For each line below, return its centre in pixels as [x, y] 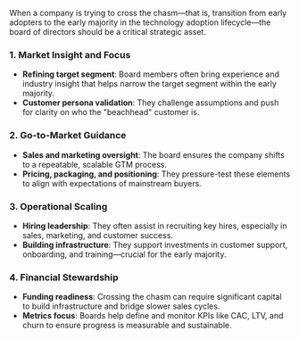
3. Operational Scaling [58, 206]
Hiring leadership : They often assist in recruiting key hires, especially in [154, 226]
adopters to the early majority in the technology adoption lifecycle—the [140, 22]
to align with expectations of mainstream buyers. [112, 183]
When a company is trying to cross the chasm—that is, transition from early [148, 13]
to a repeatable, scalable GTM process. [95, 164]
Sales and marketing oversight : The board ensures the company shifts [154, 154]
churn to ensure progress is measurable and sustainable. [127, 326]
